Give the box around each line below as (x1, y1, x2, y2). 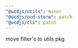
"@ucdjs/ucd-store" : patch (5, 14, 73, 20)
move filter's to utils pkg (5, 36, 65, 43)
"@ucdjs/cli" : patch (5, 19, 57, 25)
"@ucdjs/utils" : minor (5, 8, 62, 15)
